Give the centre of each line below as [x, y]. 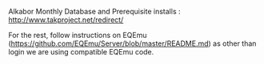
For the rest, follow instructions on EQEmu [78, 35]
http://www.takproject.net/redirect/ [66, 20]
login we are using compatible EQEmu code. [81, 52]
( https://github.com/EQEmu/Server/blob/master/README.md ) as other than [132, 43]
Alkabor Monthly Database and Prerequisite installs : [94, 11]
